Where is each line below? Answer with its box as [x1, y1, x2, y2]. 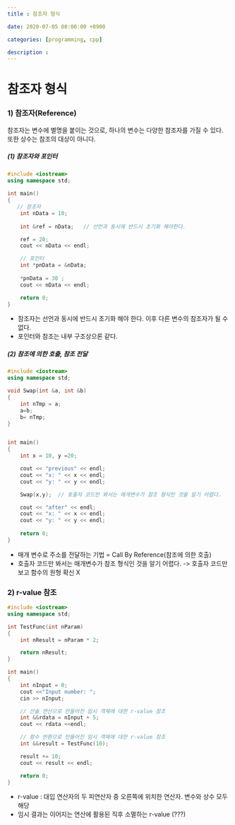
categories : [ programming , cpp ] [7, 36, 102, 43]
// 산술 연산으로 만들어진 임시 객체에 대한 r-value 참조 [20, 708, 166, 715]
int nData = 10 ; [20, 209, 68, 217]
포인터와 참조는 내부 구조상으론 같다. [17, 332, 118, 340]
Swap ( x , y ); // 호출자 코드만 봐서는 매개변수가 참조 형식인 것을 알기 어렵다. [20, 491, 222, 498]
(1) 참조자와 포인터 [7, 152, 58, 161]
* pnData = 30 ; [20, 275, 65, 282]
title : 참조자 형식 [7, 10, 61, 18]
